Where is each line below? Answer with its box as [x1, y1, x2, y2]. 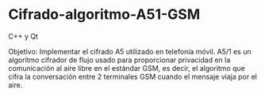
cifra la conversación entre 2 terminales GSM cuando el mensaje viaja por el [8, 72, 258, 81]
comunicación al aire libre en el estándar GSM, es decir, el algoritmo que [8, 63, 246, 72]
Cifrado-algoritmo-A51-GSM [8, 6, 201, 24]
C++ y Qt [8, 31, 38, 41]
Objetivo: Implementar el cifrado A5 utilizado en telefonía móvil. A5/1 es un [8, 46, 252, 56]
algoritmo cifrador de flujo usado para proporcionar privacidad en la [8, 55, 231, 65]
